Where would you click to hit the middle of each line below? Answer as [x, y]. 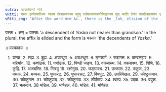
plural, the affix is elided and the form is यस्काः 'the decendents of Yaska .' [79, 38]
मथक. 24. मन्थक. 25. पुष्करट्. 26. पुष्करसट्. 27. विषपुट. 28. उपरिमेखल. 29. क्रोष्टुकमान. [85, 74]
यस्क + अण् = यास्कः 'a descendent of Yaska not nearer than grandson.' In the [81, 33]
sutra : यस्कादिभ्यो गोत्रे [24, 10]
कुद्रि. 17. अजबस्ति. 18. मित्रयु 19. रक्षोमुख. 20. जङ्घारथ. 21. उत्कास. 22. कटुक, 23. [81, 69]
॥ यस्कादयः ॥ [17, 48]
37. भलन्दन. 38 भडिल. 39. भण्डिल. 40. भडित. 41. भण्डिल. [61, 85]
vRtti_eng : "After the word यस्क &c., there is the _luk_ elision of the [82, 19]
